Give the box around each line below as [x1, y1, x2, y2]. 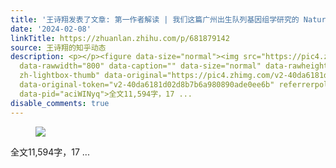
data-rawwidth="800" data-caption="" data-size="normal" [19, 61, 262, 71]
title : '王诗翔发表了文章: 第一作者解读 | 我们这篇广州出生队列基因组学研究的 [10, 14, 300, 25]
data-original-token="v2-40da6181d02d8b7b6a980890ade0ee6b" [19, 80, 275, 90]
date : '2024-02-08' [10, 24, 92, 34]
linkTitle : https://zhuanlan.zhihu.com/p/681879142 [10, 33, 230, 43]
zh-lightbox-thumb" [19, 71, 101, 81]
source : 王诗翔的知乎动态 [10, 42, 107, 53]
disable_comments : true [10, 98, 110, 108]
